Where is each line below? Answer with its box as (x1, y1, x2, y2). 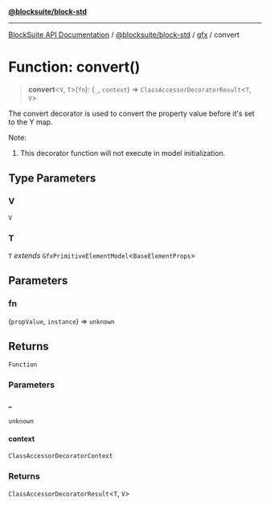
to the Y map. (8, 116, 53, 127)
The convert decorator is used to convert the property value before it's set (8, 108, 255, 118)
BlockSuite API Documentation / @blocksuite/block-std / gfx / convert (8, 30, 239, 39)
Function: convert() (8, 58, 141, 76)
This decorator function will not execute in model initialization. (19, 148, 226, 157)
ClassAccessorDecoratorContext (8, 451, 113, 460)
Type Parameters (8, 172, 96, 186)
